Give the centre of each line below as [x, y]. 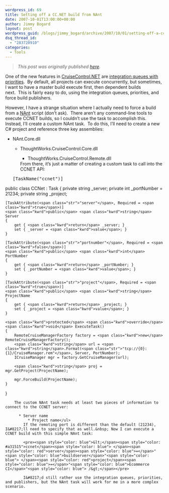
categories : [18, 47]
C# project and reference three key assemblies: [55, 129]
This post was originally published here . [59, 67]
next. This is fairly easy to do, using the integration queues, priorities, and [82, 92]
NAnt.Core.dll [26, 139]
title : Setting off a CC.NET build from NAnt [54, 15]
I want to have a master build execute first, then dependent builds [73, 87]
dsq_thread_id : [21, 38]
